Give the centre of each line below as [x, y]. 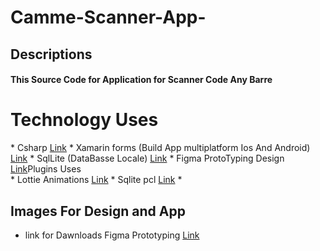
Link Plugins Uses [46, 169]
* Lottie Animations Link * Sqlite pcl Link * [96, 180]
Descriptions [51, 54]
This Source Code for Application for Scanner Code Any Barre [141, 80]
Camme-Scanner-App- [108, 17]
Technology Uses [84, 120]
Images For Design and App [98, 211]
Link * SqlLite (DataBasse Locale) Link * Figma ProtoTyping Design [147, 158]
